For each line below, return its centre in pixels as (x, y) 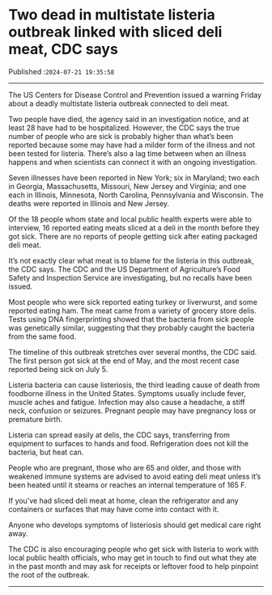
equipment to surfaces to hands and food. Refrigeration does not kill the (129, 443)
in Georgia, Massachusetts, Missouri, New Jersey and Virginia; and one (127, 186)
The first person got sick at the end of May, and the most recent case (124, 361)
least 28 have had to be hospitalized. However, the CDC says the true (124, 128)
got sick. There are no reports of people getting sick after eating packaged (133, 236)
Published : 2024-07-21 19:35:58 (62, 71)
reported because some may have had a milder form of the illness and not (132, 145)
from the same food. (42, 336)
